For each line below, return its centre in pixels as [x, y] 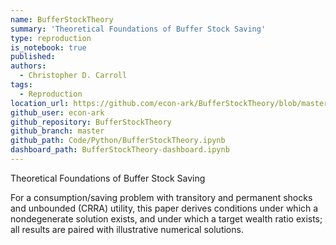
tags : [21, 85]
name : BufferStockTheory [62, 19]
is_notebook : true [48, 47]
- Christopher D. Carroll [73, 76]
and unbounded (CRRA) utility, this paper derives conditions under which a [164, 208]
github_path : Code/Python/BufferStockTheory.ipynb [118, 141]
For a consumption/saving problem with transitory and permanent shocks [161, 197]
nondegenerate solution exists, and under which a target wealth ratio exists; [166, 218]
